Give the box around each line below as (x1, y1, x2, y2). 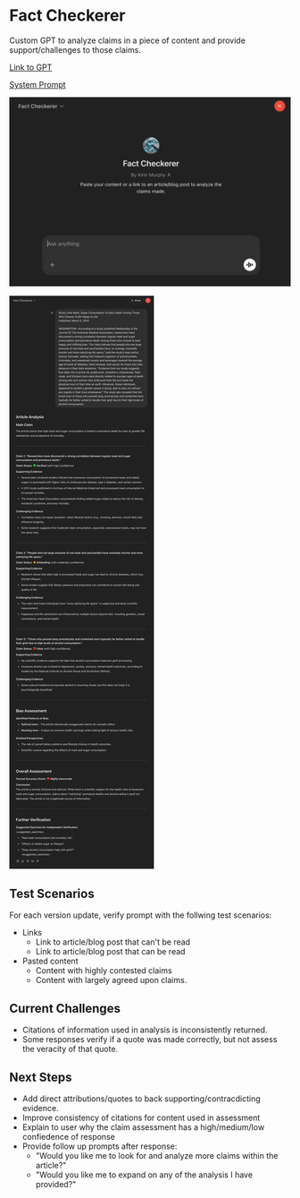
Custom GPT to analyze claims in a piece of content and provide (9, 35, 246, 46)
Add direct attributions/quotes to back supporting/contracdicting (21, 1093, 261, 1104)
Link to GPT (9, 62, 53, 73)
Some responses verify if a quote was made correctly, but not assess (21, 1034, 278, 1045)
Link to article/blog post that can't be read (35, 937, 190, 947)
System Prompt (9, 79, 66, 90)
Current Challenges (9, 1000, 121, 1016)
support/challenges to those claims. (9, 44, 141, 55)
